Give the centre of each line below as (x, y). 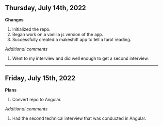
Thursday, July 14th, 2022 (46, 8)
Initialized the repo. (31, 29)
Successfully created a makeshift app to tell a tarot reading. (72, 39)
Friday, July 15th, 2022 (40, 78)
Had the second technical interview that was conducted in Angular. (79, 118)
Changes (14, 19)
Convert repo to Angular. (37, 99)
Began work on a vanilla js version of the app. (57, 34)
